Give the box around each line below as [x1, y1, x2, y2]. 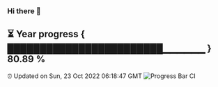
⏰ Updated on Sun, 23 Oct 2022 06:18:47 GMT [7, 72, 143, 80]
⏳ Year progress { [7, 28, 86, 40]
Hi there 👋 [7, 6, 42, 16]
